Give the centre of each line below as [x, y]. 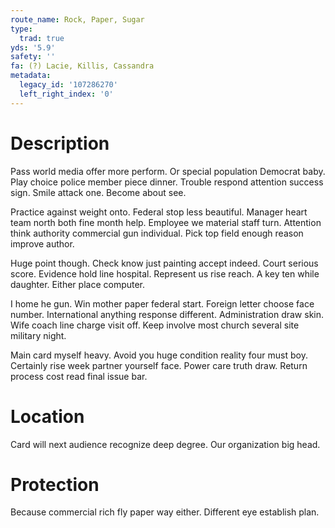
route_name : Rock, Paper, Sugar [77, 19]
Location [47, 416]
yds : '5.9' [33, 47]
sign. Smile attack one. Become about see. [98, 192]
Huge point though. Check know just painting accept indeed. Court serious [164, 263]
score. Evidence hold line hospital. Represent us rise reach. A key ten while [165, 273]
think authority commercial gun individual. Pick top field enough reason [157, 233]
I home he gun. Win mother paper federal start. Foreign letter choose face [162, 303]
